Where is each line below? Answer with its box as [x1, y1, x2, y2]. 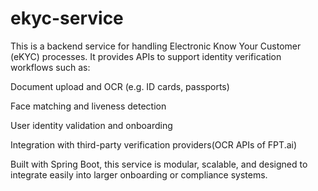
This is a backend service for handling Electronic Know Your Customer [10, 40, 302, 52]
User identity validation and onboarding [10, 119, 173, 131]
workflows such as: [10, 61, 91, 73]
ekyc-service [10, 7, 124, 30]
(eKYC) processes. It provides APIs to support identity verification [10, 50, 282, 62]
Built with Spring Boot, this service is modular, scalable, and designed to [10, 158, 308, 170]
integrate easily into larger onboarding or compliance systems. [10, 168, 268, 181]
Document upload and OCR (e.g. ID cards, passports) [10, 80, 230, 92]
